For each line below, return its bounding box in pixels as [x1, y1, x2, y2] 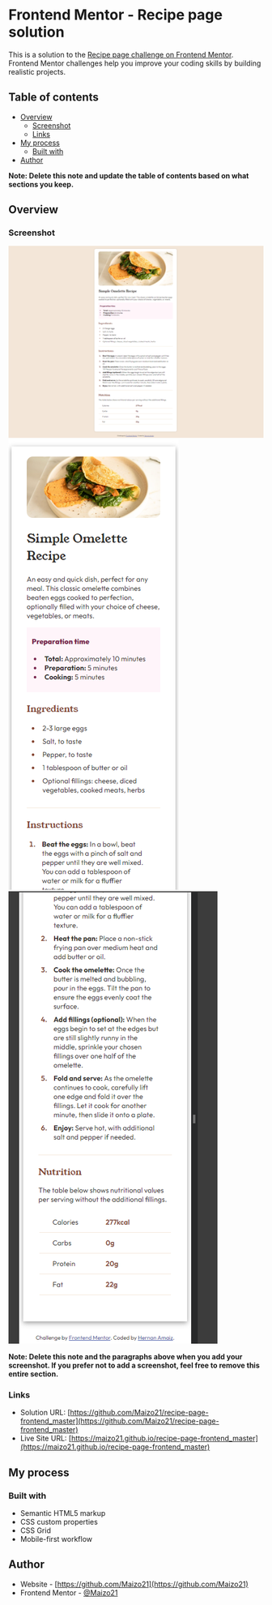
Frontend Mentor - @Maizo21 [19, 1587, 118, 1598]
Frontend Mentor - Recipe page [8, 6, 223, 24]
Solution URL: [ [19, 1408, 70, 1418]
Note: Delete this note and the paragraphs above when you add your [8, 1351, 243, 1361]
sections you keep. [8, 179, 74, 189]
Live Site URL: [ [19, 1433, 72, 1444]
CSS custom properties [19, 1517, 99, 1526]
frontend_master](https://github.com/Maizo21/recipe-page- [19, 1416, 220, 1426]
